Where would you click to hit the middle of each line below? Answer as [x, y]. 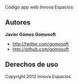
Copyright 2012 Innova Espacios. [39, 76]
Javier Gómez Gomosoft [30, 34]
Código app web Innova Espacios [39, 7]
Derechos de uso [32, 65]
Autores [18, 22]
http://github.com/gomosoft [40, 49]
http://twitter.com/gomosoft [40, 44]
